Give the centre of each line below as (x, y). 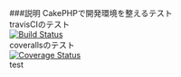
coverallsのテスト (42, 45)
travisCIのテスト (40, 24)
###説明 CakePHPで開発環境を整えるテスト (91, 13)
